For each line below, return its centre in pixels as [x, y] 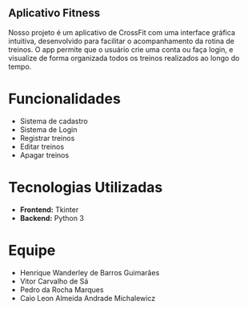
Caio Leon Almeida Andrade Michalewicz [88, 298]
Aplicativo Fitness [54, 13]
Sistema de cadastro [54, 121]
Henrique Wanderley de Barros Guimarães [90, 272]
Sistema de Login [48, 129]
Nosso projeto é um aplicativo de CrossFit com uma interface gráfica [122, 32]
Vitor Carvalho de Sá [54, 281]
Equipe [32, 250]
